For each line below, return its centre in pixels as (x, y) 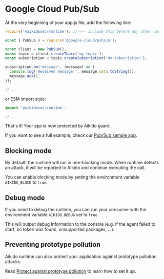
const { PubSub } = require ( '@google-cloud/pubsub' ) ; (61, 40)
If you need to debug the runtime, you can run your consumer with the (76, 210)
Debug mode (25, 198)
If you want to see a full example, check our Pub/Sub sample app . (71, 135)
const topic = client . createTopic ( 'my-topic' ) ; (54, 54)
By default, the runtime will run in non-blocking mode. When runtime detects (82, 163)
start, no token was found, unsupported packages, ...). (60, 229)
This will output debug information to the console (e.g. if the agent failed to (80, 224)
